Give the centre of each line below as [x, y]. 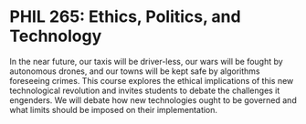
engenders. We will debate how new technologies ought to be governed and [153, 100]
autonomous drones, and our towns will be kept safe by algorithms [135, 71]
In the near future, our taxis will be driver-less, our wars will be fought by [146, 61]
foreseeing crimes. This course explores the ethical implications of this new [152, 80]
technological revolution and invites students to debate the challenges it [145, 90]
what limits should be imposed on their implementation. [113, 109]
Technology [56, 36]
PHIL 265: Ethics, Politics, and [125, 17]
